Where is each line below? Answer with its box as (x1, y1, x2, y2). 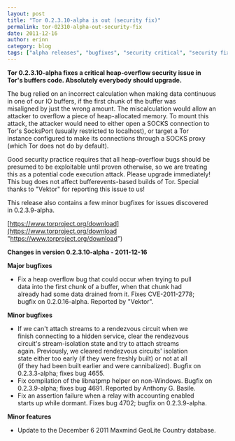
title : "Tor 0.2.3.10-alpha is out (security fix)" (7, 17, 161, 24)
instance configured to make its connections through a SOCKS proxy (7, 134, 206, 142)
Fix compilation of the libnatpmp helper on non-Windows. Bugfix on (17, 376, 213, 385)
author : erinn (7, 36, 49, 43)
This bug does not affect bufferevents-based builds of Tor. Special (7, 177, 199, 185)
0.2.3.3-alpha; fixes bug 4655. (17, 369, 105, 377)
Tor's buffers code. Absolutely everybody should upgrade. (7, 76, 182, 84)
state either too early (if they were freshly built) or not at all (17, 354, 187, 363)
